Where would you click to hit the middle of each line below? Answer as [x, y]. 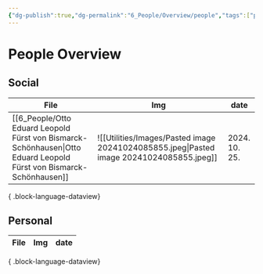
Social [23, 83]
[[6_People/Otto [42, 118]
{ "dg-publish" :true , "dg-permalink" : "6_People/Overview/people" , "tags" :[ [129, 15]
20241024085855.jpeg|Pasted [156, 147]
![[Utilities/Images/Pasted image [157, 138]
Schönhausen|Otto [47, 147]
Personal [31, 221]
